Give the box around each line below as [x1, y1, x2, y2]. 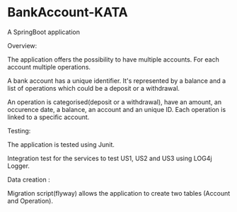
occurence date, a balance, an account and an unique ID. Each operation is [7, 105, 226, 113]
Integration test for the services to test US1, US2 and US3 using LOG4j [7, 154, 212, 162]
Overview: [7, 41, 37, 50]
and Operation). [7, 196, 53, 205]
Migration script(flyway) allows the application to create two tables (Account [7, 189, 231, 197]
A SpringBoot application [7, 28, 80, 36]
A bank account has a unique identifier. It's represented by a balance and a [7, 76, 226, 85]
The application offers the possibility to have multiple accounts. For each [7, 55, 219, 64]
